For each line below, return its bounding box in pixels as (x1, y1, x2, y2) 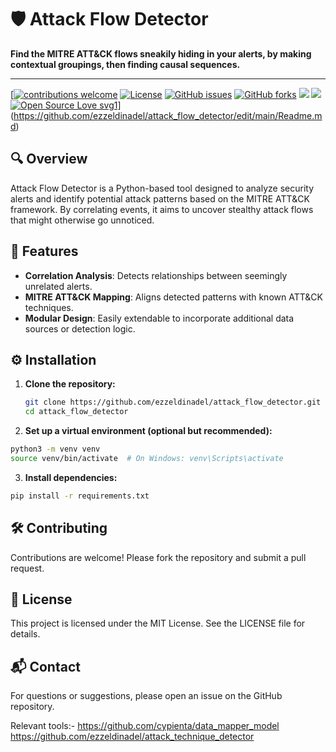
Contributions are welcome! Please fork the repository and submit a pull (10, 551, 307, 563)
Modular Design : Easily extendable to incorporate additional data (24, 312, 295, 324)
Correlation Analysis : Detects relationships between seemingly (24, 269, 288, 281)
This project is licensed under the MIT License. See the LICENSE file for (10, 617, 306, 630)
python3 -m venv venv (10, 444, 101, 455)
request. (10, 562, 45, 574)
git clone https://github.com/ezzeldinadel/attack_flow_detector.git (24, 397, 322, 408)
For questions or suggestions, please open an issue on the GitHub (10, 690, 283, 702)
